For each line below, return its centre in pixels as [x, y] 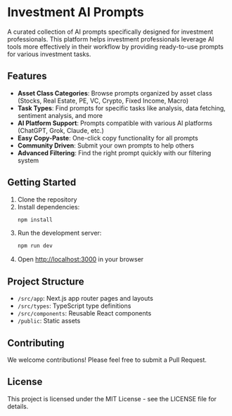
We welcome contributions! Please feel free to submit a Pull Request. [107, 360]
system [28, 160]
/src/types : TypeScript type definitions [74, 306]
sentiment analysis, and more [60, 115]
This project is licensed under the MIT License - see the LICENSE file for [112, 398]
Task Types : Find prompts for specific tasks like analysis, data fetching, [122, 108]
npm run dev [35, 246]
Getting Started [42, 182]
